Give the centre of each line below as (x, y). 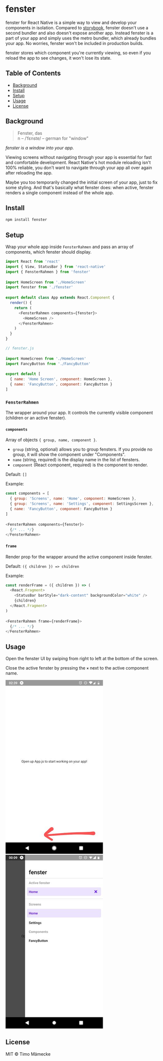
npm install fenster (27, 220)
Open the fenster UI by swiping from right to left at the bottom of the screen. (82, 659)
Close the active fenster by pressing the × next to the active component (77, 668)
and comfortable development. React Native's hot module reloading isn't (78, 162)
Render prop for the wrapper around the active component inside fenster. (79, 557)
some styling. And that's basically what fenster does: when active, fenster (80, 187)
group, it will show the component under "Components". (69, 455)
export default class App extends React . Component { (60, 298)
